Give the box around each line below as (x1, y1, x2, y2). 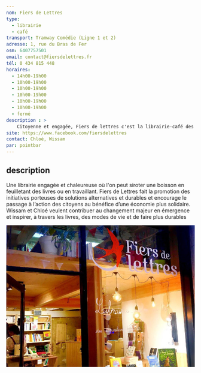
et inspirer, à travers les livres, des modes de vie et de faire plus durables (6, 213, 187, 220)
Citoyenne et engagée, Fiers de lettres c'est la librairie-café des (17, 124, 194, 130)
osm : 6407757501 (6, 48, 47, 54)
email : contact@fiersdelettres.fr (6, 54, 93, 60)
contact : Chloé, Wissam (6, 136, 66, 142)
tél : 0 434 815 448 (6, 60, 55, 66)
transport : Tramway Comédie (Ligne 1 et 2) (6, 35, 117, 41)
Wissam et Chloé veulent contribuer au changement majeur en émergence (6, 207, 190, 214)
